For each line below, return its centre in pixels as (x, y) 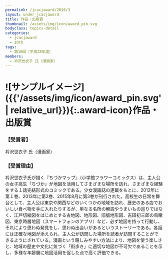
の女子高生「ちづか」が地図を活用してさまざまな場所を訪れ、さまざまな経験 (84, 184)
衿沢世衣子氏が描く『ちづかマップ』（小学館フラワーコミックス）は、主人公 (83, 177)
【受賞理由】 (21, 165)
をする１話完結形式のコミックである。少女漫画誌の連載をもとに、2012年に (82, 190)
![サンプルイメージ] (45, 87)
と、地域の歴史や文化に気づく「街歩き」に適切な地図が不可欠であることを (82, 246)
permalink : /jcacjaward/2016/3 (38, 10)
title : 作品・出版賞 (24, 19)
